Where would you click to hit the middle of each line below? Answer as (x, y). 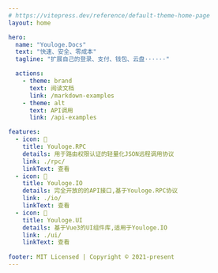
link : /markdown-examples (71, 96)
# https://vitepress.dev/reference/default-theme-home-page (109, 15)
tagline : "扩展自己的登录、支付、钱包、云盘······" (92, 59)
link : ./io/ (42, 199)
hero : (17, 37)
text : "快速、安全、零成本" (56, 52)
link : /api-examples (63, 118)
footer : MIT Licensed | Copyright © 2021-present (92, 257)
